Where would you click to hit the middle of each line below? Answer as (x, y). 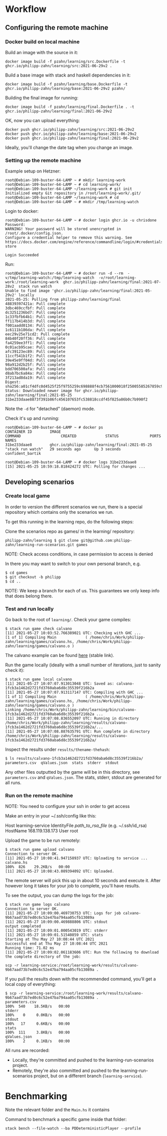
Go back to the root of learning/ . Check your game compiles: (68, 620)
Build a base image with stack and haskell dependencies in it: (68, 75)
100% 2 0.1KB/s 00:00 (38, 1041)
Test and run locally (29, 609)
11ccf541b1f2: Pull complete (35, 356)
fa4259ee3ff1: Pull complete (35, 343)
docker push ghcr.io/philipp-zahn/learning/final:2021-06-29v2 (72, 138)
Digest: (13, 382)
